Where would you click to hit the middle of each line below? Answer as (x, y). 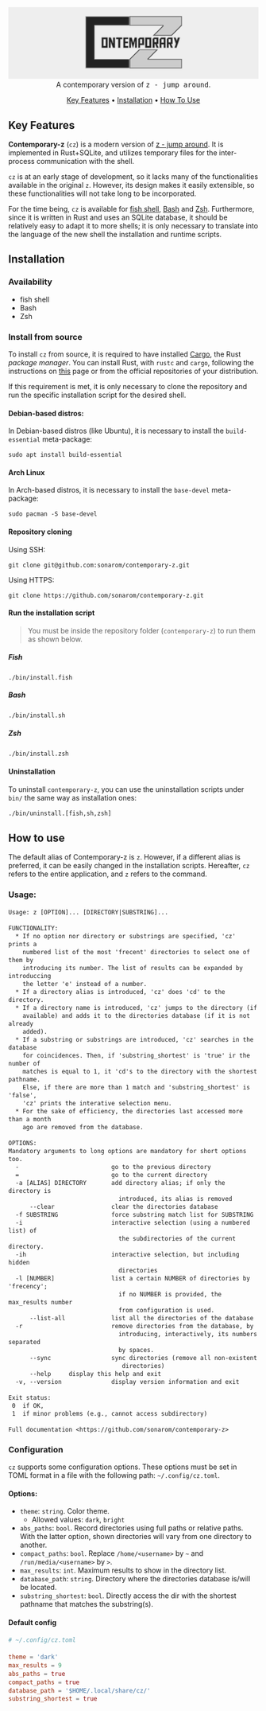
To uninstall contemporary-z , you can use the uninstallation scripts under (126, 789)
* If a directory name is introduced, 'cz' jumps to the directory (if (137, 1008)
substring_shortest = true (53, 1699)
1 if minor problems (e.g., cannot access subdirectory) (110, 1413)
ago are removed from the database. (83, 1127)
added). (35, 1031)
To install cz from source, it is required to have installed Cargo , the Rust (125, 354)
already (21, 1023)
